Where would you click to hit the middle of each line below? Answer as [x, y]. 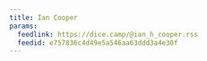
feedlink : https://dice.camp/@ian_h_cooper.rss [108, 34]
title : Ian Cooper [43, 17]
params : [24, 26]
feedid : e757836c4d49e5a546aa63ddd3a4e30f [98, 43]
